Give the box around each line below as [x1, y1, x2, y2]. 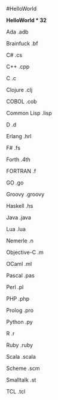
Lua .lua [6, 226, 26, 232]
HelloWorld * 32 [6, 17, 47, 23]
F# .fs [6, 144, 21, 151]
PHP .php [6, 295, 30, 302]
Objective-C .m [6, 249, 44, 256]
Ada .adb [6, 28, 29, 35]
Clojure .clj [6, 86, 33, 93]
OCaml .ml [6, 260, 32, 267]
